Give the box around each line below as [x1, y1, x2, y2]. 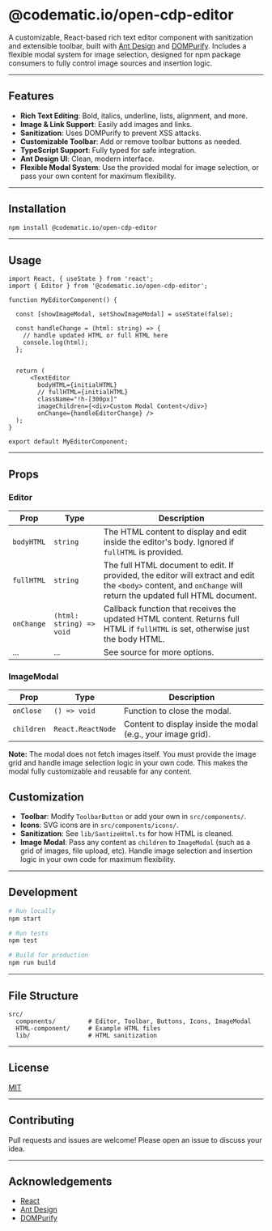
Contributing [8, 1114, 74, 1127]
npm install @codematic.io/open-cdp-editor [8, 223, 158, 231]
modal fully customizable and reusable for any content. [8, 766, 193, 776]
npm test [8, 936, 38, 944]
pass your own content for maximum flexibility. [19, 171, 176, 180]
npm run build [8, 959, 57, 967]
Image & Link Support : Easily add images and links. [19, 119, 193, 129]
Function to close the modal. [124, 706, 232, 717]
